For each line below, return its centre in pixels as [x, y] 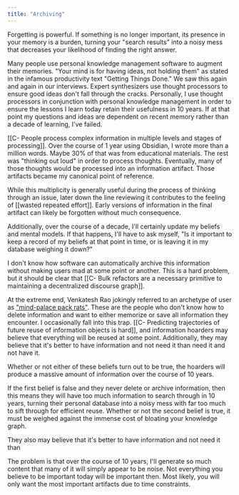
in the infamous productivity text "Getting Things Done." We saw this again [117, 79]
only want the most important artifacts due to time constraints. [99, 484]
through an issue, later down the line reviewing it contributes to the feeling [117, 197]
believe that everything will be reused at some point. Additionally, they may [118, 337]
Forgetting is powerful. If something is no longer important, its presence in [116, 34]
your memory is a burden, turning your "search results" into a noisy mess [115, 42]
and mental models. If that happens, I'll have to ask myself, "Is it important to [120, 234]
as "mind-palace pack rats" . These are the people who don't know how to [116, 307]
